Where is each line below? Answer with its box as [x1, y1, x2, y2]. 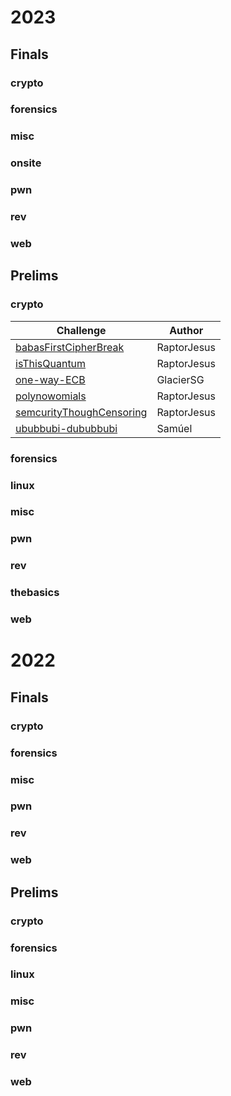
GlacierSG [156, 372, 205, 386]
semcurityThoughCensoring [15, 405, 148, 419]
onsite [10, 156, 42, 170]
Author [169, 323, 204, 337]
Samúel [156, 421, 193, 435]
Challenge [56, 323, 107, 337]
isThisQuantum [15, 356, 87, 370]
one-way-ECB [15, 372, 86, 386]
